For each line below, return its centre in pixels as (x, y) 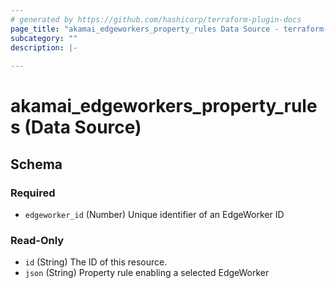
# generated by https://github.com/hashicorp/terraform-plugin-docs (156, 19)
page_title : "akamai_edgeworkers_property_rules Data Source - (145, 29)
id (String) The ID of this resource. (96, 262)
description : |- (44, 47)
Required (33, 193)
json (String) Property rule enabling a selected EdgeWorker (147, 273)
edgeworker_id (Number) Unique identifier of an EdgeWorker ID (154, 214)
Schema (36, 164)
